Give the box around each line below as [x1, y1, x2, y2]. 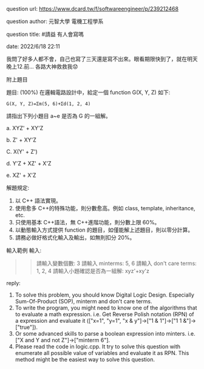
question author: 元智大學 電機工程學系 [6, 18, 104, 25]
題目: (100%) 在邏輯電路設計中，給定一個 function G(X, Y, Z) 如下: [6, 89, 171, 96]
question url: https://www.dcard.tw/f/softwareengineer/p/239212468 [6, 5, 179, 12]
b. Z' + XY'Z [6, 136, 36, 143]
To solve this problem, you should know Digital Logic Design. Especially [15, 291, 194, 298]
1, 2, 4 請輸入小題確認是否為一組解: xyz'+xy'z [36, 267, 150, 274]
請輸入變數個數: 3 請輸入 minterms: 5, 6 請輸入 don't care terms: [36, 260, 197, 267]
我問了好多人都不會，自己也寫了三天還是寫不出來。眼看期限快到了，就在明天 [6, 55, 198, 63]
